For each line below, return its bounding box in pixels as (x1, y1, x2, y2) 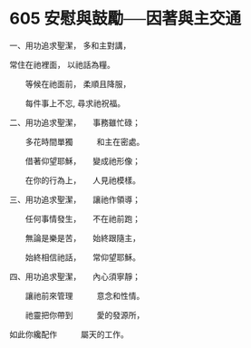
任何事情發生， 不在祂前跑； (24, 213, 140, 224)
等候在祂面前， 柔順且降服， (24, 78, 131, 89)
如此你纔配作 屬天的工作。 (9, 328, 129, 340)
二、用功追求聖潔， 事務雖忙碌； (9, 117, 140, 128)
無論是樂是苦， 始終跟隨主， (24, 232, 140, 243)
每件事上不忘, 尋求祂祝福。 (24, 97, 125, 109)
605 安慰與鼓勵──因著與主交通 (9, 8, 242, 29)
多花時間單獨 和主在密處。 (24, 136, 145, 147)
